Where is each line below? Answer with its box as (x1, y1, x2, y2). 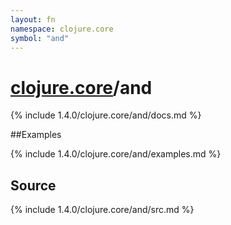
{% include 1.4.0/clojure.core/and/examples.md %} (10, 148, 222, 160)
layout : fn (10, 14, 56, 25)
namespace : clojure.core (10, 24, 114, 34)
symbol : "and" (10, 33, 70, 43)
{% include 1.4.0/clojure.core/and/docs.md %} (10, 109, 202, 121)
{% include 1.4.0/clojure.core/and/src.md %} (10, 204, 195, 216)
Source (10, 177, 57, 194)
